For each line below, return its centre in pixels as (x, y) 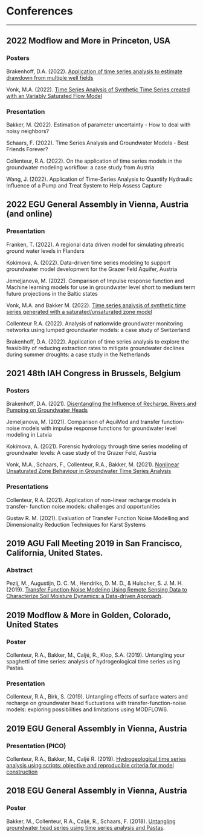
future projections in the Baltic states (52, 293)
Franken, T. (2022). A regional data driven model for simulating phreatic (95, 244)
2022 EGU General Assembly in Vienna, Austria (98, 205)
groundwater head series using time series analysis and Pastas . (85, 827)
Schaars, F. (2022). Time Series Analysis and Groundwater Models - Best (98, 143)
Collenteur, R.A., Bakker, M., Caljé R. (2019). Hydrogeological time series (96, 759)
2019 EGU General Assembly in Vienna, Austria (97, 728)
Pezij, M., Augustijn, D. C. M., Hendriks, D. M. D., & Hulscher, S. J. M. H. (95, 583)
